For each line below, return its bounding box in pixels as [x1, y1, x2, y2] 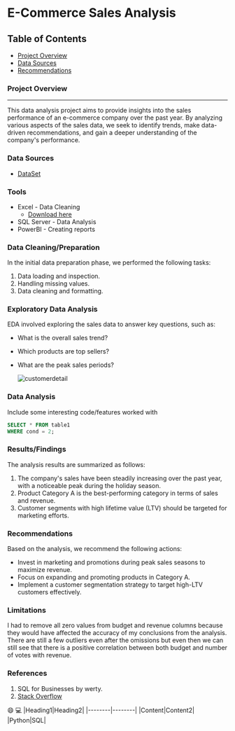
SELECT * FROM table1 [7, 422, 71, 429]
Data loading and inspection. [17, 272, 100, 281]
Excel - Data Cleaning [17, 202, 80, 211]
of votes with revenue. [7, 651, 72, 660]
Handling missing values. [17, 279, 90, 288]
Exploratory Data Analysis [7, 305, 98, 314]
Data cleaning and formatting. [17, 287, 104, 295]
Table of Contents [7, 33, 87, 45]
